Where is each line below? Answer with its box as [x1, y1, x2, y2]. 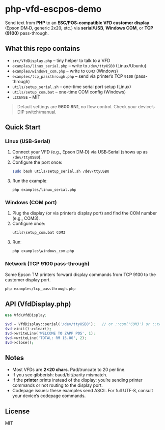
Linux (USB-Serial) [5, 138, 51, 145]
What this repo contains [5, 44, 80, 53]
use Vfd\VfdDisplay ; [5, 313, 48, 318]
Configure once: [12, 220, 46, 227]
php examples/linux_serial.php [12, 187, 77, 192]
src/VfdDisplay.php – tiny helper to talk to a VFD [12, 58, 110, 63]
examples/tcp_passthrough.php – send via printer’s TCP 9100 [12, 73, 134, 79]
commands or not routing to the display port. [12, 382, 103, 388]
